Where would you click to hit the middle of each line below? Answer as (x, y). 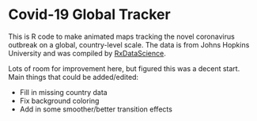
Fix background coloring (59, 100)
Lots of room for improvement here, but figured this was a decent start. (124, 68)
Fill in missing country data (64, 92)
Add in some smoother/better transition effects (96, 109)
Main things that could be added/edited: (74, 77)
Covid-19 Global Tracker (90, 15)
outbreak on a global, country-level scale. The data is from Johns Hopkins (129, 44)
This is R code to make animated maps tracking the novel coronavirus (121, 36)
